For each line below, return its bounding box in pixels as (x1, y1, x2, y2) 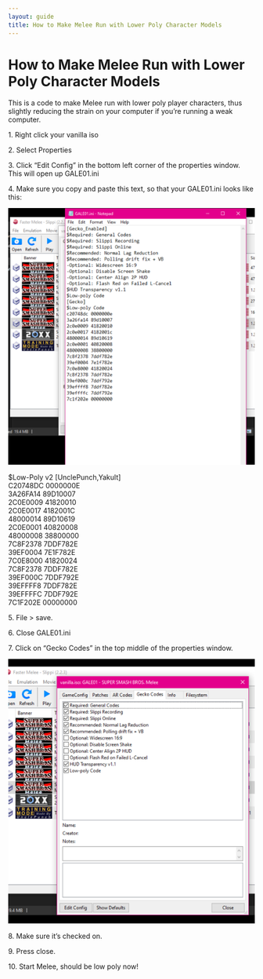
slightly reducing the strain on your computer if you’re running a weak (8, 107, 233, 116)
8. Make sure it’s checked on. (8, 931, 103, 941)
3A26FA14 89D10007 (8, 489, 76, 499)
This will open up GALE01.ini (8, 169, 99, 178)
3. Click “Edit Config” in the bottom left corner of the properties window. (8, 161, 241, 170)
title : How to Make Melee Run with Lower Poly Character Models (8, 20, 222, 29)
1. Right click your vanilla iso (8, 130, 99, 140)
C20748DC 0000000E (8, 481, 81, 491)
